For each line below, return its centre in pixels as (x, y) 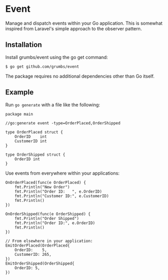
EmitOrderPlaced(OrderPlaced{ (38, 245)
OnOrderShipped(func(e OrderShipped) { (48, 214)
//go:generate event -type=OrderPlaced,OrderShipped (63, 123)
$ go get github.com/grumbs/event (42, 67)
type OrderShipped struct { (35, 155)
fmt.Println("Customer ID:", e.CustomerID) (62, 196)
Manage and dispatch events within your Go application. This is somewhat (84, 23)
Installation (24, 45)
